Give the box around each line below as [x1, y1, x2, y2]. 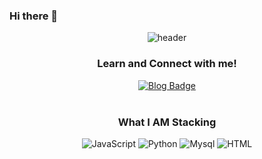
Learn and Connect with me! [97, 57, 237, 71]
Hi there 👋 [9, 9, 59, 23]
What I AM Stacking [117, 115, 217, 129]
